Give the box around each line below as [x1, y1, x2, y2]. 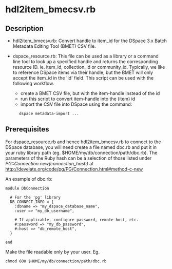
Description [5, 24, 44, 33]
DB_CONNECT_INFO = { [10, 199, 54, 204]
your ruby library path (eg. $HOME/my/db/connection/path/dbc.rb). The [5, 149, 158, 156]
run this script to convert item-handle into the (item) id [20, 96, 136, 102]
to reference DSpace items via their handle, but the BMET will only [12, 69, 153, 75]
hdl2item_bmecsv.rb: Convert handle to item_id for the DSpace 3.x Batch [12, 37, 167, 44]
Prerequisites [5, 125, 49, 134]
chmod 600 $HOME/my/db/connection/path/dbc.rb [5, 258, 107, 264]
